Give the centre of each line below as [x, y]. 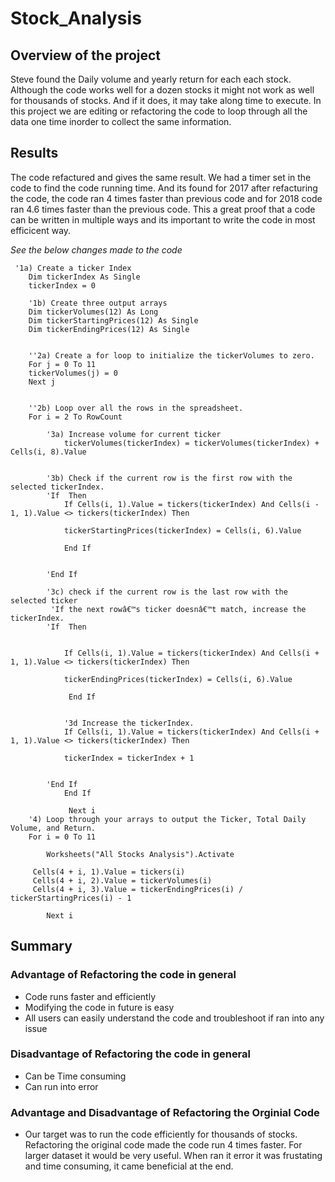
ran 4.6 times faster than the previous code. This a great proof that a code [163, 209]
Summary [41, 946]
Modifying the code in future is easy [99, 1007]
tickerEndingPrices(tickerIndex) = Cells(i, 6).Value [178, 679]
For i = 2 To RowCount [75, 417]
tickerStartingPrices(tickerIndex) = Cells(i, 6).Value [182, 530]
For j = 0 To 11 [62, 364]
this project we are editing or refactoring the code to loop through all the [159, 111]
